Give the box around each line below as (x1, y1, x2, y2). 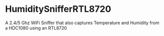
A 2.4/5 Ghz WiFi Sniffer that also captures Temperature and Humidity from (5, 20, 160, 26)
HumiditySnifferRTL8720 (5, 3, 111, 15)
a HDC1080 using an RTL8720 (5, 25, 67, 31)
